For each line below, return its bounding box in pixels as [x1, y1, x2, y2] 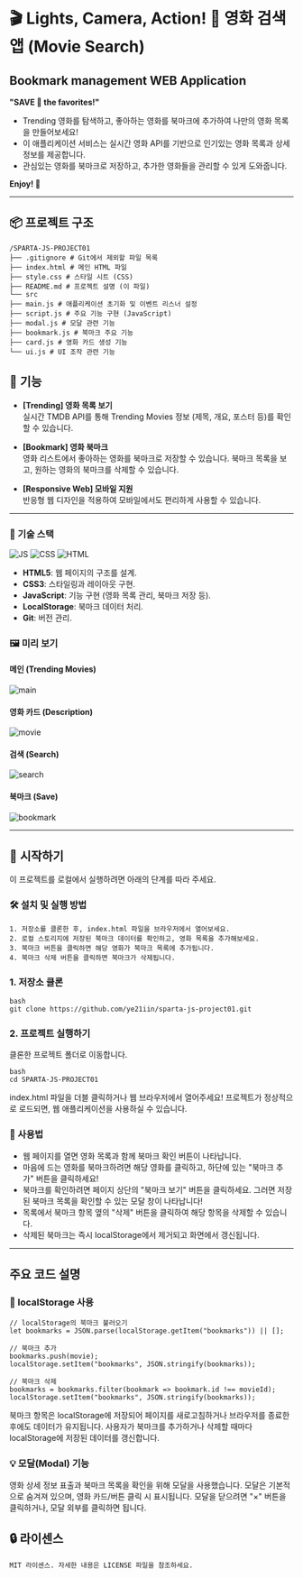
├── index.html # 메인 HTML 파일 [9, 262, 128, 271]
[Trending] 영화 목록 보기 [22, 399, 113, 410]
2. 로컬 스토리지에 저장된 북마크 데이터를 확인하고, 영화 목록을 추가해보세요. [9, 934, 260, 943]
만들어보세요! [32, 127, 78, 137]
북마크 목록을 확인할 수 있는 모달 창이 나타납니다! [32, 1196, 203, 1206]
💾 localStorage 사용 [9, 1296, 95, 1308]
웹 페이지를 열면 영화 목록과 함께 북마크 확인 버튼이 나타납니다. [22, 1151, 242, 1161]
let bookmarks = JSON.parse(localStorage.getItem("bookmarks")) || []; [9, 1326, 284, 1335]
